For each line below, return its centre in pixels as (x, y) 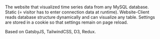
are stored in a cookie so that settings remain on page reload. (66, 22)
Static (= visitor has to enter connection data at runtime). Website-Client (77, 12)
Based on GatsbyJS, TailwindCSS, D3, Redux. (51, 32)
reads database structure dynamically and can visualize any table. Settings (80, 17)
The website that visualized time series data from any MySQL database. (77, 7)
